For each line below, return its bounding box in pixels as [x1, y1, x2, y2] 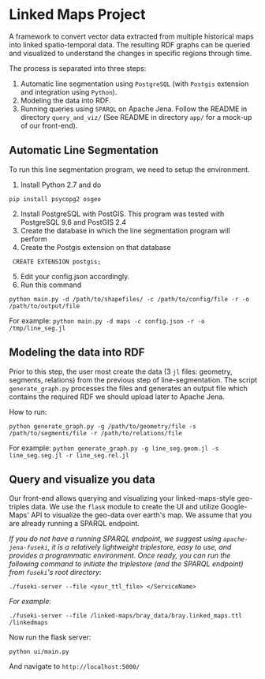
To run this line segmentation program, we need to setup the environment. [9, 164, 251, 174]
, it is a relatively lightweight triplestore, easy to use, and [47, 543, 232, 552]
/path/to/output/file [9, 302, 80, 310]
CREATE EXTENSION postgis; [12, 258, 102, 266]
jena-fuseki [9, 544, 48, 552]
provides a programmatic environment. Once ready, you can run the [9, 550, 231, 561]
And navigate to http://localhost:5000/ [9, 662, 140, 671]
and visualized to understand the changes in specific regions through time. [9, 48, 252, 58]
